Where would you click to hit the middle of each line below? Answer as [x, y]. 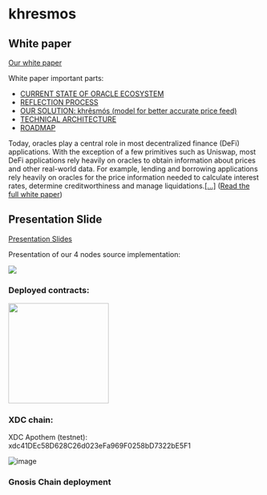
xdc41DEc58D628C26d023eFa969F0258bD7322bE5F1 [99, 446]
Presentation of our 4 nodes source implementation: [95, 254]
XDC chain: [31, 420]
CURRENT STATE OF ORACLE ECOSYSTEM [92, 94]
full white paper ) [35, 194]
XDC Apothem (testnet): [48, 437]
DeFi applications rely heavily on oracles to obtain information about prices [132, 160]
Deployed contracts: [49, 290]
